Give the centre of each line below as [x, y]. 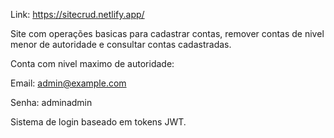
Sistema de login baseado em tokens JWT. [98, 122]
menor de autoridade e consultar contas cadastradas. [121, 44]
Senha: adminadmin [51, 102]
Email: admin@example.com [68, 83]
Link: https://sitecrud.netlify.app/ [77, 14]
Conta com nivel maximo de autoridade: [92, 63]
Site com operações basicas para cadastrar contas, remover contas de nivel [167, 33]
